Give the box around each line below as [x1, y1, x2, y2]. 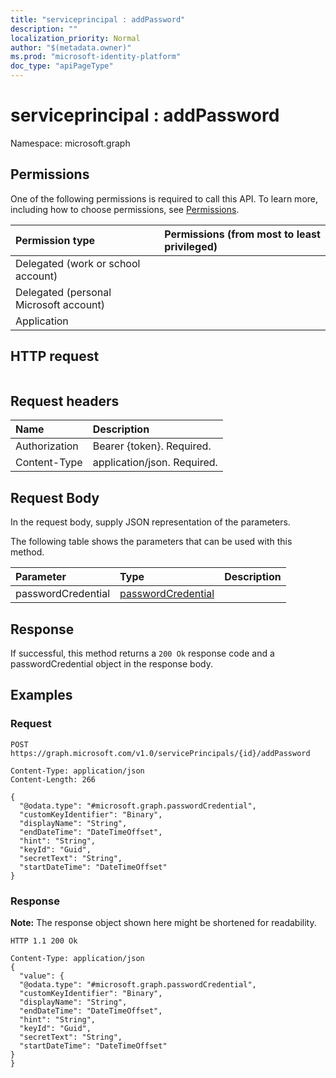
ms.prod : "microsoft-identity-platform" [10, 52, 182, 62]
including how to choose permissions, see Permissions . [10, 203, 240, 215]
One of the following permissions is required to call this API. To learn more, [10, 192, 319, 205]
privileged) [164, 239, 218, 253]
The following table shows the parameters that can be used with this [10, 536, 293, 548]
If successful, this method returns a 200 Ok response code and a [10, 647, 275, 659]
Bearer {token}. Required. [92, 439, 212, 453]
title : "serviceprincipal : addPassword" [10, 14, 186, 25]
